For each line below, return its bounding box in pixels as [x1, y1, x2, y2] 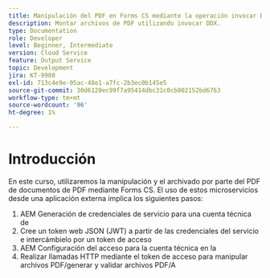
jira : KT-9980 [8, 71, 56, 79]
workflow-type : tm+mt [8, 94, 81, 102]
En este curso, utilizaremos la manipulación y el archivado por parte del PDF [8, 176, 261, 186]
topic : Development [8, 64, 74, 72]
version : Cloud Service [8, 49, 88, 57]
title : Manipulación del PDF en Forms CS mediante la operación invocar [8, 11, 257, 20]
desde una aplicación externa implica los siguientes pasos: [8, 193, 203, 203]
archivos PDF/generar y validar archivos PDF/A [19, 260, 176, 269]
